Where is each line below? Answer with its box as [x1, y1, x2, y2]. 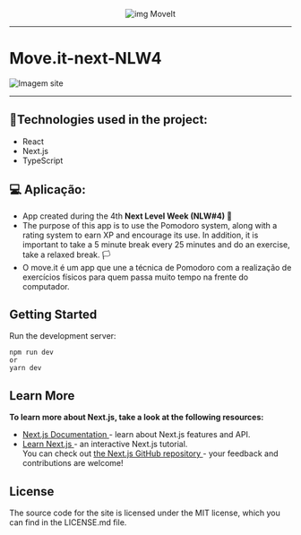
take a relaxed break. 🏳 [21, 249, 111, 260]
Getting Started [9, 306, 98, 322]
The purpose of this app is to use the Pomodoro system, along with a [21, 220, 278, 230]
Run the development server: [9, 331, 116, 341]
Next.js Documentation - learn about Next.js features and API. [21, 429, 251, 440]
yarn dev [9, 364, 42, 373]
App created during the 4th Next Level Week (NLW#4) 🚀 [21, 211, 233, 221]
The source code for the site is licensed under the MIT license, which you [9, 507, 280, 518]
